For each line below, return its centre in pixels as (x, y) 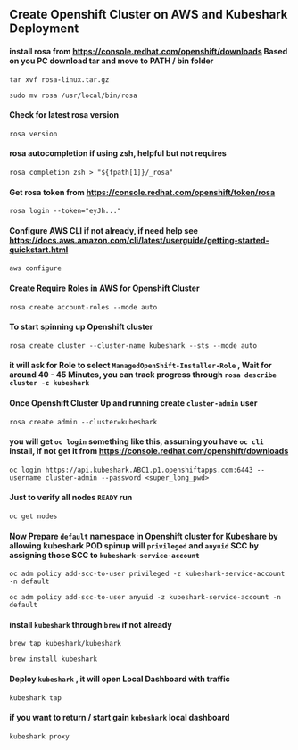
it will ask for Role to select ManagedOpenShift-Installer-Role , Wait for (141, 366)
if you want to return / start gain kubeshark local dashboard (120, 718)
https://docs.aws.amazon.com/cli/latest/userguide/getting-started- (139, 240)
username (25, 478)
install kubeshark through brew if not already (91, 624)
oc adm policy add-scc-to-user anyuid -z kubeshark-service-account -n (145, 598)
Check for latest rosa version (64, 115)
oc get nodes (33, 516)
